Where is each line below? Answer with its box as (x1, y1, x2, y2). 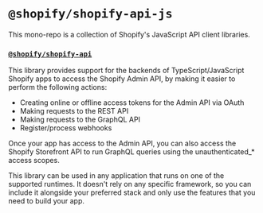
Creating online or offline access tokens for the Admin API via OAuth (19, 98, 245, 107)
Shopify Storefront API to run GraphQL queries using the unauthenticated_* (8, 147, 255, 157)
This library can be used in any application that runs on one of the (8, 171, 225, 180)
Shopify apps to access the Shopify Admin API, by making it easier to (8, 74, 236, 83)
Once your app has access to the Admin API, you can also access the (8, 138, 237, 149)
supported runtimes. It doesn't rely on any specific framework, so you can (8, 180, 252, 189)
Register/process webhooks (19, 123, 112, 133)
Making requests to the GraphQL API (19, 114, 141, 125)
